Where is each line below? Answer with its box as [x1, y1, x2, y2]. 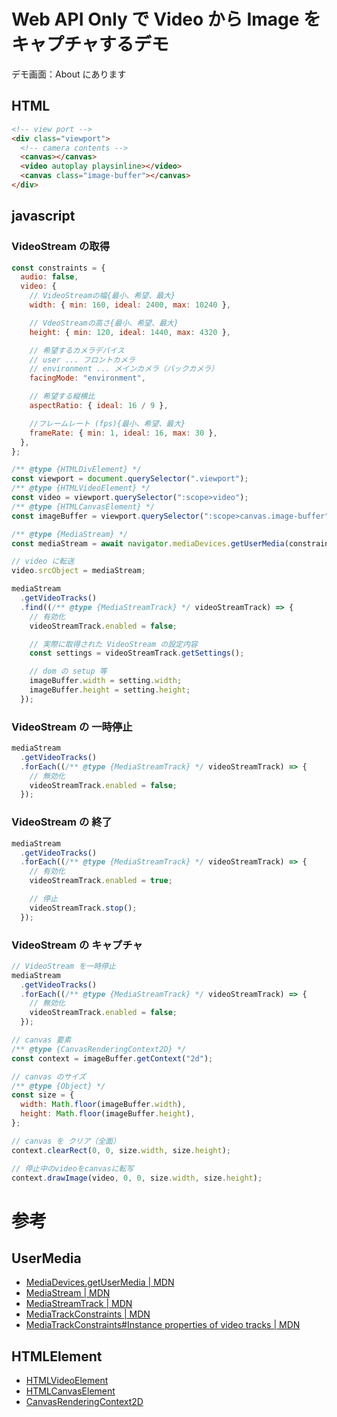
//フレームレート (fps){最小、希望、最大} [29, 418, 186, 429]
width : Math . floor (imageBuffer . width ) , [20, 1100, 187, 1110]
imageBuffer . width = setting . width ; [29, 676, 183, 686]
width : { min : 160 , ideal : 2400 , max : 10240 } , [29, 300, 231, 310]
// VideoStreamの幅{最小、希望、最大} [29, 291, 176, 301]
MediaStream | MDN [25, 1287, 111, 1299]
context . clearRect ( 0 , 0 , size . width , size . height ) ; [11, 1145, 231, 1155]
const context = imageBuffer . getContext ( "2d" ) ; [11, 1053, 214, 1064]
